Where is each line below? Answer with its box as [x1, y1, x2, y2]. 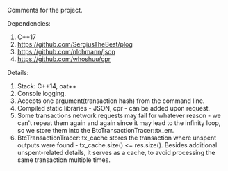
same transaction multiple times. [17, 156, 111, 164]
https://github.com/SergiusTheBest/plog [17, 40, 133, 48]
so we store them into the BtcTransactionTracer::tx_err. [17, 127, 174, 134]
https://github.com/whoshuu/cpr [17, 55, 111, 63]
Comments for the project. [7, 6, 83, 14]
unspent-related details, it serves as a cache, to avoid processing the [17, 149, 215, 156]
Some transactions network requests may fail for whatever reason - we [17, 111, 221, 120]
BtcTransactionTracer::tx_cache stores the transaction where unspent [17, 133, 217, 142]
